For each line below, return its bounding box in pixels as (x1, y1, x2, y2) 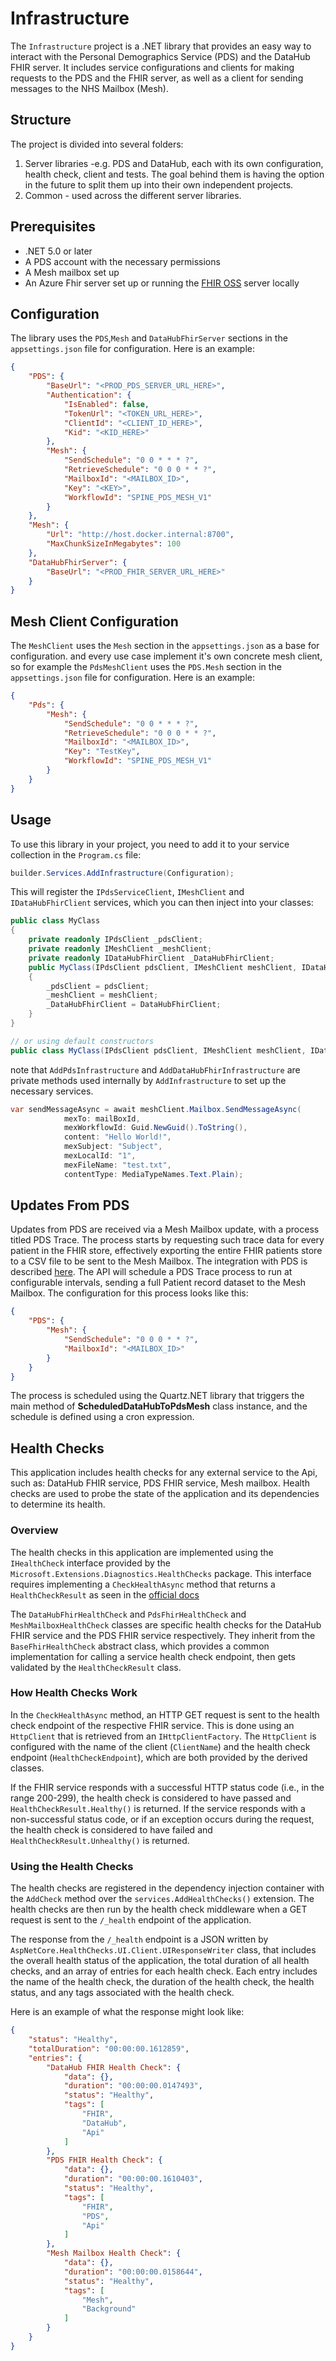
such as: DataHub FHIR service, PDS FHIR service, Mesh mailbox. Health (10, 1477, 310, 1489)
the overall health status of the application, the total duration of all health (10, 1955, 310, 1967)
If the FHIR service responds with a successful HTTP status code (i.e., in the (10, 1781, 325, 1793)
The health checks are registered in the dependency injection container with (10, 1882, 325, 1894)
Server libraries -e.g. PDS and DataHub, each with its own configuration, (24, 157, 324, 169)
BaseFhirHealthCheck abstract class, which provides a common (10, 1640, 270, 1652)
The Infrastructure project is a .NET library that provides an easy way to (10, 40, 312, 52)
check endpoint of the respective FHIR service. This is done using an (10, 1719, 295, 1731)
